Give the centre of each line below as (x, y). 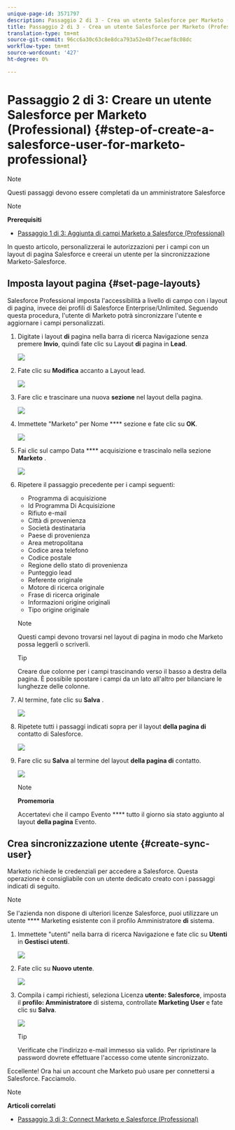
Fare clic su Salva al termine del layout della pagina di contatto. (109, 761)
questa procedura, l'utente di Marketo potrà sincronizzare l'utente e (105, 315)
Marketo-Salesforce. (37, 261)
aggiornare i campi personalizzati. (56, 323)
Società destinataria (57, 528)
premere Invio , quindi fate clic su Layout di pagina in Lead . (102, 344)
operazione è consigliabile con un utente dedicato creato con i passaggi (111, 879)
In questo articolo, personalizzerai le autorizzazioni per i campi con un (108, 246)
